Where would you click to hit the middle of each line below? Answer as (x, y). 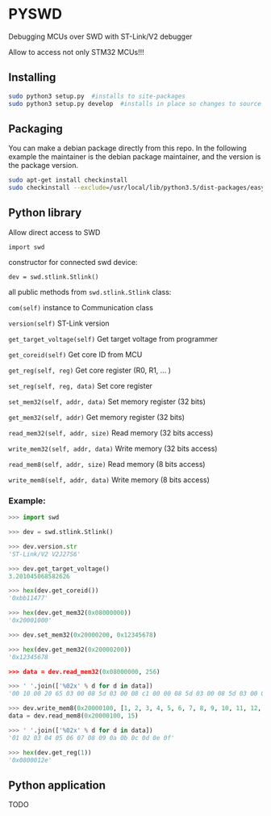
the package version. (44, 166)
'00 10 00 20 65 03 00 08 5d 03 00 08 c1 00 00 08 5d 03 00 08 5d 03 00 (133, 694)
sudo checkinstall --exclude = (59, 188)
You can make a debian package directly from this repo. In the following (128, 148)
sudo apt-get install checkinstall (68, 180)
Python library (45, 213)
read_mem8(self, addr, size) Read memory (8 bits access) (107, 464)
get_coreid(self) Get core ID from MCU (75, 354)
